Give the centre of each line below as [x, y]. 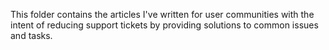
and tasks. [31, 35]
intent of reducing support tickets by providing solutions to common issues [164, 25]
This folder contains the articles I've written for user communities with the [162, 14]
